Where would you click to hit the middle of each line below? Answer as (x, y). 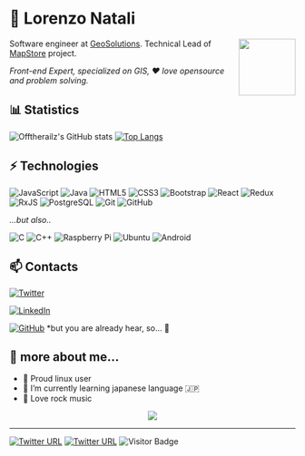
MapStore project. (43, 53)
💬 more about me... (64, 357)
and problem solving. (49, 80)
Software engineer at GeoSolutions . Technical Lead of (110, 44)
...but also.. (30, 219)
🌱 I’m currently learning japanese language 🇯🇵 (111, 388)
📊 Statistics (44, 110)
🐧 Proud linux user (57, 379)
